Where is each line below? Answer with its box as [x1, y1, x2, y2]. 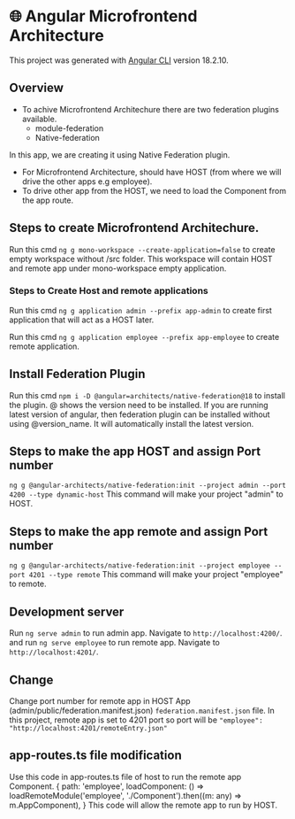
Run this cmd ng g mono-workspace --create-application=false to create [9, 243, 276, 254]
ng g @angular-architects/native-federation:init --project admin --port [9, 481, 287, 491]
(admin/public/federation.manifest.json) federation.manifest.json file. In [9, 705, 276, 715]
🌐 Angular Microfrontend [9, 6, 198, 27]
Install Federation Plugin [9, 367, 146, 382]
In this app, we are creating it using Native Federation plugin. [9, 149, 231, 160]
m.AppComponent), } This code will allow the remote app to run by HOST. [9, 800, 278, 810]
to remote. [9, 578, 47, 590]
